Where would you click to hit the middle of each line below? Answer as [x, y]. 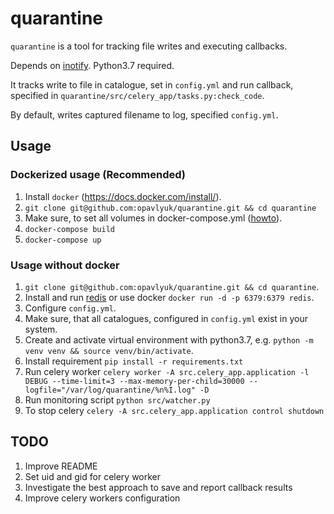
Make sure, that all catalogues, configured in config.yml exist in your [166, 318]
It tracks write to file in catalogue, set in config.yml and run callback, [152, 84]
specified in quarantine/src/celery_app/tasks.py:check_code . [137, 95]
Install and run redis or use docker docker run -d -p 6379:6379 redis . [169, 297]
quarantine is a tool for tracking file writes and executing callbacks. [149, 46]
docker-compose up [63, 240]
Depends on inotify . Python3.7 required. [92, 65]
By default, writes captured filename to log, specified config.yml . [144, 114]
